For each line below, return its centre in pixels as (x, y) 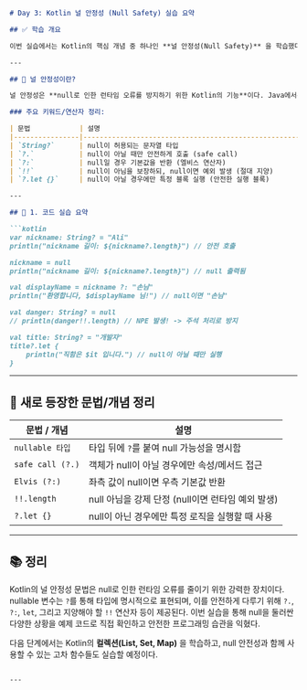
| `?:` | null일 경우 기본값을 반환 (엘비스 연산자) (118, 163)
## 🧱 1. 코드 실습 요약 (49, 213)
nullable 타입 (42, 448)
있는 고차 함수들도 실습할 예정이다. (97, 654)
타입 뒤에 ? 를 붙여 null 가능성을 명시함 (165, 448)
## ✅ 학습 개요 (35, 29)
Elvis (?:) (37, 482)
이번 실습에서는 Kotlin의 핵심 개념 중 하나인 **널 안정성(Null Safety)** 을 (141, 46)
